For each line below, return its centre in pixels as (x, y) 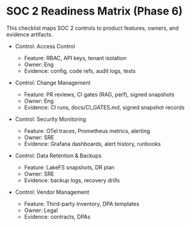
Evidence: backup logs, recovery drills (72, 180)
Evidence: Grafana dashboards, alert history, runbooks (92, 143)
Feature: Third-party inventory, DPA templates (82, 204)
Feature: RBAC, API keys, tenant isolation (75, 58)
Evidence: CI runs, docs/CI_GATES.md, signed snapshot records (104, 107)
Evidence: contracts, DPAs (57, 216)
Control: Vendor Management (52, 192)
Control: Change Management (53, 83)
